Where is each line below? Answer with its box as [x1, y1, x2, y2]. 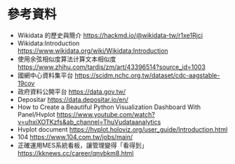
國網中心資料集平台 [17, 71, 74, 80]
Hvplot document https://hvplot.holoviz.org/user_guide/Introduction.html [17, 125, 228, 134]
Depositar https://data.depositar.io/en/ [17, 95, 128, 103]
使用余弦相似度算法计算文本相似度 [17, 54, 116, 63]
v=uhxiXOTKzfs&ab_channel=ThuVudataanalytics [17, 118, 161, 126]
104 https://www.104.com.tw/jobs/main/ [17, 132, 133, 141]
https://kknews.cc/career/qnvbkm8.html [17, 149, 134, 157]
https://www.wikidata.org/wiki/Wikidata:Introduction [17, 46, 168, 55]
